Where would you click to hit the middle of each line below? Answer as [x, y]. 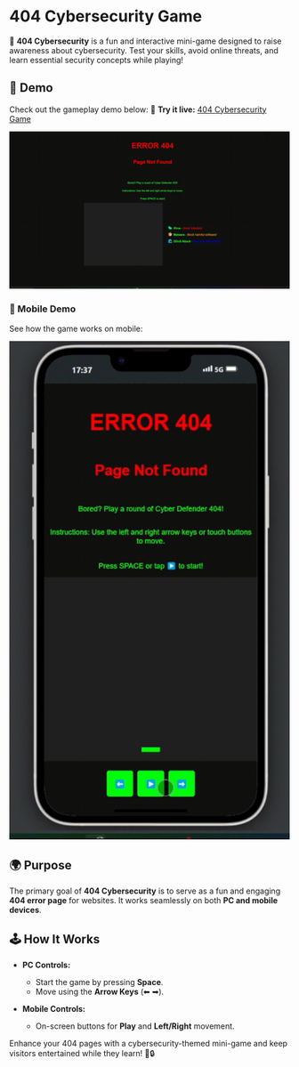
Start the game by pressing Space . [99, 982]
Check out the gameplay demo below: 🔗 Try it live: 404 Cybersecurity [138, 109]
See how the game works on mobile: [76, 328]
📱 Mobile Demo [43, 309]
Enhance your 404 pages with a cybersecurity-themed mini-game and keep [148, 1044]
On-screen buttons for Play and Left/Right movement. [135, 1026]
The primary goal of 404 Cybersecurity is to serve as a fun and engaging [145, 891]
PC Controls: [46, 965]
